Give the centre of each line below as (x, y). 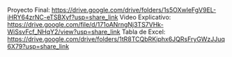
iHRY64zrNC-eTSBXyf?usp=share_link (63, 17)
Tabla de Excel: (144, 32)
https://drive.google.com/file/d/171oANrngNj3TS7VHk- (85, 24)
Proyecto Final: (29, 10)
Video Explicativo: (145, 17)
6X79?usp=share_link (38, 46)
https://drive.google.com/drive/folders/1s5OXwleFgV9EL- (134, 10)
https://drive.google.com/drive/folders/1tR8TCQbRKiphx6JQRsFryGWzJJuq (116, 39)
